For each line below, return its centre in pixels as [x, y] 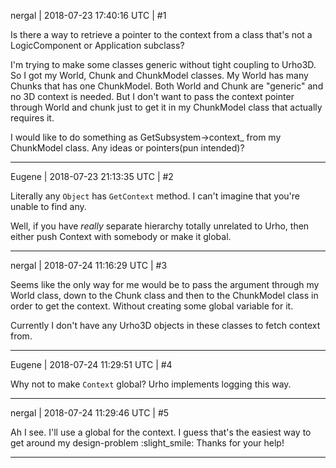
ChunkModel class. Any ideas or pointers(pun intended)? [127, 148]
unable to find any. [48, 206]
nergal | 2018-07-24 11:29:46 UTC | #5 [90, 413]
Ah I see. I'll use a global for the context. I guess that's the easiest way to [161, 432]
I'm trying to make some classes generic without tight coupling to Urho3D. [163, 64]
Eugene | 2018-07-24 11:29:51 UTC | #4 [91, 364]
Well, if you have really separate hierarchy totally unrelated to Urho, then [160, 226]
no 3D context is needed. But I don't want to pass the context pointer [152, 96]
